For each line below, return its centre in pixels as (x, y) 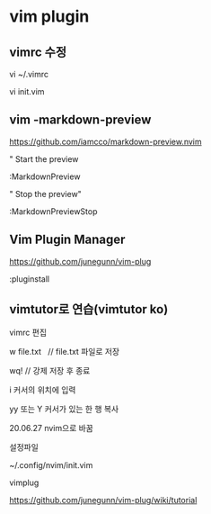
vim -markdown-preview (80, 120)
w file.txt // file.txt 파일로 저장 (64, 352)
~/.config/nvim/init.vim (51, 465)
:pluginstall (30, 279)
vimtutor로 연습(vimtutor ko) (89, 309)
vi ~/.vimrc (29, 74)
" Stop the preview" (46, 194)
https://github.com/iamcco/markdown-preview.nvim (105, 141)
